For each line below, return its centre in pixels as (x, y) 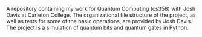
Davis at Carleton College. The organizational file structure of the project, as (101, 15)
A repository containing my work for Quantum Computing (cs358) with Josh (101, 9)
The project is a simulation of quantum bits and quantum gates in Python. (97, 27)
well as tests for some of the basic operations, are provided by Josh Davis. (99, 21)
